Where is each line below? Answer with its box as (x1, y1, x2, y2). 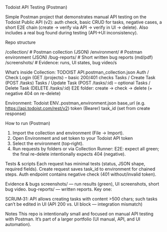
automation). (5, 222, 31, 227)
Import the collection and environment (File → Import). (12, 130, 124, 136)
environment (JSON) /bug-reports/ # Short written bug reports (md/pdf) (5, 54, 153, 60)
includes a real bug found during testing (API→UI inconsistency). (5, 30, 138, 35)
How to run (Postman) (5, 120, 51, 126)
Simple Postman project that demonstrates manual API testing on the (5, 14, 147, 19)
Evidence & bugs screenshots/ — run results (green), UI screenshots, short (5, 181, 160, 187)
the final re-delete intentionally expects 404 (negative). (12, 151, 126, 157)
